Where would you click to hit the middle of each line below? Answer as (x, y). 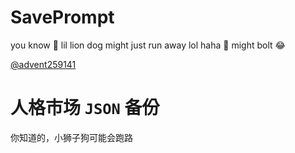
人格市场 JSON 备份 (85, 108)
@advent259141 (43, 64)
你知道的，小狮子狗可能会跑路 (71, 137)
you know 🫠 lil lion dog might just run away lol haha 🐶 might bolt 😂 (148, 45)
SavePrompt (62, 17)
